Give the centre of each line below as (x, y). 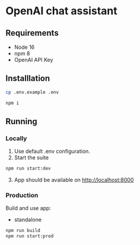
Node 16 (24, 47)
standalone (28, 220)
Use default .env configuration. (52, 151)
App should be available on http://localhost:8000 (74, 180)
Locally (16, 138)
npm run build (23, 231)
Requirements (32, 33)
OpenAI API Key (34, 60)
